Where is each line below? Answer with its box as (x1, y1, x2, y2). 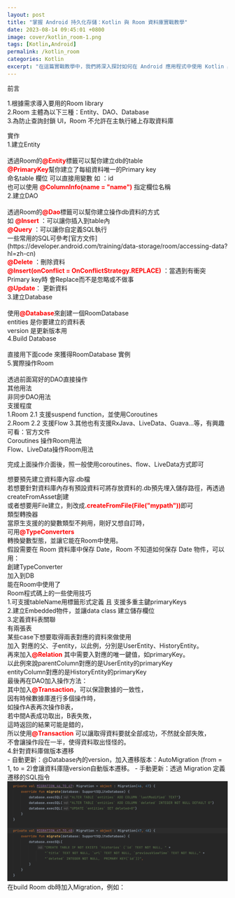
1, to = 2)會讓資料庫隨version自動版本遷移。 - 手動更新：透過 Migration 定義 (7, 764, 226, 773)
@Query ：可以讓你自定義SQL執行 (7, 225, 108, 233)
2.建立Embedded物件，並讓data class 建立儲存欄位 (7, 606, 155, 615)
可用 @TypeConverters (7, 527, 75, 536)
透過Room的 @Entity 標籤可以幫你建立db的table (7, 156, 143, 165)
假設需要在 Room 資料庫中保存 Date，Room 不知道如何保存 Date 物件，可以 (7, 545, 225, 553)
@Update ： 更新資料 (7, 284, 68, 292)
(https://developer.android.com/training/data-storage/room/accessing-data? (7, 242, 228, 250)
